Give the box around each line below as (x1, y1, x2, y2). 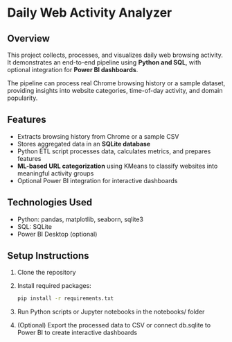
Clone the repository (17, 268, 76, 277)
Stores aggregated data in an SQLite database (17, 139, 151, 148)
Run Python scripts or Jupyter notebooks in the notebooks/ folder (17, 307, 205, 316)
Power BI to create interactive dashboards (17, 328, 137, 337)
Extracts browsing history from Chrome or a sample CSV (17, 132, 179, 140)
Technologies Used (7, 196, 92, 209)
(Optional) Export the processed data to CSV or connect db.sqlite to (17, 321, 211, 330)
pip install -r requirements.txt (17, 295, 114, 302)
